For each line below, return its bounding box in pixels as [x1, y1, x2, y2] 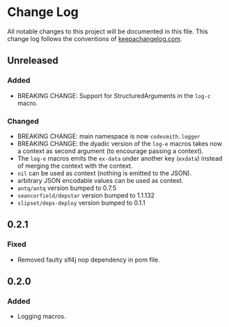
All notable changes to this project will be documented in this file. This [7, 27, 209, 35]
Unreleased [7, 55, 59, 67]
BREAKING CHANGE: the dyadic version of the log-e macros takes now [17, 139, 223, 147]
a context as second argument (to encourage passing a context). [17, 147, 204, 155]
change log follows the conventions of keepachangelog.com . [7, 34, 182, 42]
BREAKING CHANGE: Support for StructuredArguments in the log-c [17, 91, 211, 99]
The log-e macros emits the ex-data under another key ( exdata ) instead [17, 154, 223, 162]
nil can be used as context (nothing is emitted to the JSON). [17, 168, 192, 177]
